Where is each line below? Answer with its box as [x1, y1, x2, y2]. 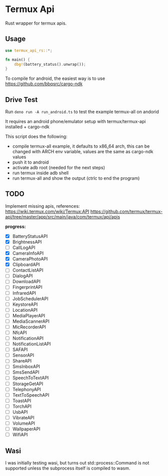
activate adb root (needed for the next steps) [12, 165, 105, 171]
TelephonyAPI [12, 386, 41, 392]
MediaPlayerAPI [12, 312, 45, 318]
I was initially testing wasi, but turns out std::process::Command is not [5, 459, 149, 465]
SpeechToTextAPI [12, 375, 49, 381]
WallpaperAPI [12, 426, 40, 432]
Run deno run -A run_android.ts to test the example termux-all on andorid [5, 109, 159, 115]
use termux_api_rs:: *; [5, 48, 52, 53]
